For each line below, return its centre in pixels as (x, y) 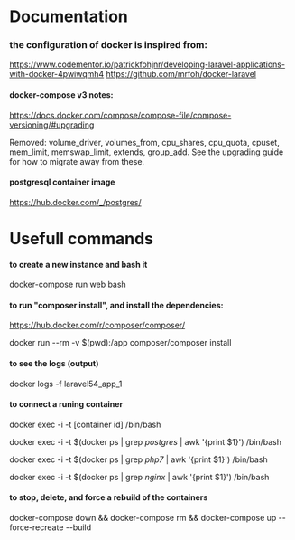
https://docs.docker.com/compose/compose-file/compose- (120, 115)
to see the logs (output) (54, 364)
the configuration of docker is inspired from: (108, 45)
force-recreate (37, 527)
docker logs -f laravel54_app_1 (66, 384)
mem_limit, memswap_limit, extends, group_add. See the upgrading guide (147, 152)
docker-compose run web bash (68, 284)
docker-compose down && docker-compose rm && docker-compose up (143, 518)
